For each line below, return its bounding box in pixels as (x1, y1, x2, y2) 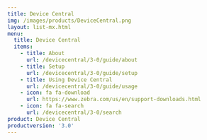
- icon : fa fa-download (20, 89, 91, 96)
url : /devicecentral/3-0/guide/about (26, 57, 138, 64)
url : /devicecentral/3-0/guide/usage (26, 83, 138, 90)
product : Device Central (7, 115, 81, 122)
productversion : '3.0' (7, 122, 74, 129)
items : (13, 43, 33, 50)
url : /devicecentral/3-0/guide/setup (26, 69, 138, 76)
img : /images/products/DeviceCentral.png (7, 17, 132, 24)
